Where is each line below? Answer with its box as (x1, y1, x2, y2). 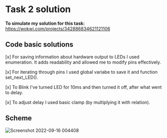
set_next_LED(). (5, 74, 39, 80)
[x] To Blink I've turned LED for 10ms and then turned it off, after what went (5, 84, 162, 90)
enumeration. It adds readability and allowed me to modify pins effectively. (5, 59, 161, 65)
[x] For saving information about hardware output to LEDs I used (5, 54, 140, 60)
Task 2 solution (5, 4, 71, 15)
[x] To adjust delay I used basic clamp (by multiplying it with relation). (5, 99, 151, 105)
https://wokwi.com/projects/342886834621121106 (5, 25, 111, 31)
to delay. (5, 89, 23, 96)
